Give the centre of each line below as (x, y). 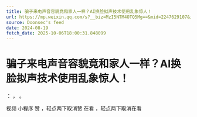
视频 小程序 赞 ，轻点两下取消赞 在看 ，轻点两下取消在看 (74, 108)
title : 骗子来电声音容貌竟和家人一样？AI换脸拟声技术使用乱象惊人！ (79, 11)
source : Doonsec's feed (35, 22)
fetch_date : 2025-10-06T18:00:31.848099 (56, 33)
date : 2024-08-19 (27, 28)
